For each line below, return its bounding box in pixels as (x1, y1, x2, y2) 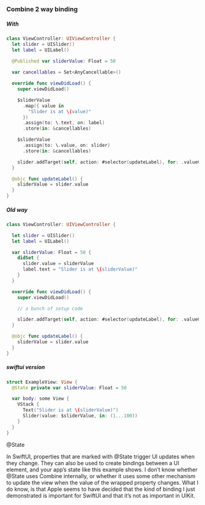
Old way (6, 206, 28, 213)
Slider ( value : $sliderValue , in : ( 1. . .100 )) (22, 413, 138, 419)
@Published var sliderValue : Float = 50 (12, 58, 116, 64)
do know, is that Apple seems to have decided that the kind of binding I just (6, 485, 195, 493)
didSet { (17, 255, 40, 261)
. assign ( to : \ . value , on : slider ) (22, 143, 111, 149)
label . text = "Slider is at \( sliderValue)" (22, 266, 138, 272)
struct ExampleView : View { (6, 379, 78, 385)
